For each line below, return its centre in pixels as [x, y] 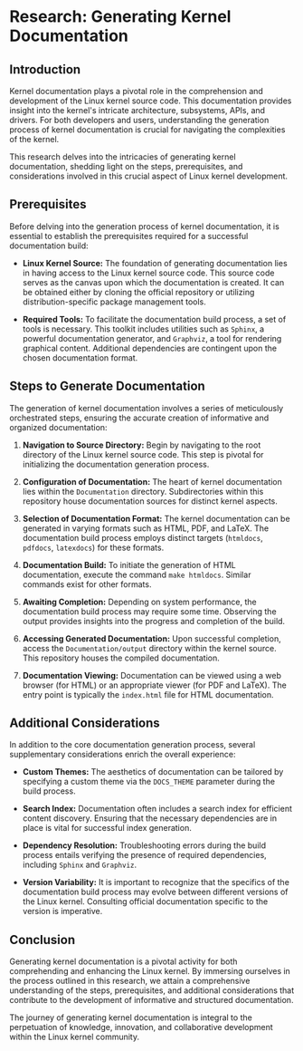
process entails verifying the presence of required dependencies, [144, 855]
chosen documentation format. [80, 357]
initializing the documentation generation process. [116, 464]
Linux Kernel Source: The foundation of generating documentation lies [155, 263]
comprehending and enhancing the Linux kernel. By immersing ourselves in [150, 971]
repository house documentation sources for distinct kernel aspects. [150, 501]
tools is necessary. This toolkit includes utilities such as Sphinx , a [143, 329]
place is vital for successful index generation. [107, 828]
